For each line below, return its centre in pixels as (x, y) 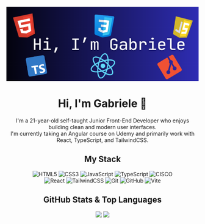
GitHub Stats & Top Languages (103, 200)
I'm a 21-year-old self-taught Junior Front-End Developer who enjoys (103, 121)
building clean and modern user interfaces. (103, 127)
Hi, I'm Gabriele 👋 (103, 104)
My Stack (103, 159)
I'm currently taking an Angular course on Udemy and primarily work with (103, 134)
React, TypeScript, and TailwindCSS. (103, 140)
